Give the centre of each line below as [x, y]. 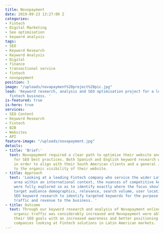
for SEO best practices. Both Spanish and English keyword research [85, 159]
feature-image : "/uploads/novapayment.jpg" [50, 141]
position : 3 [17, 82]
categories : [17, 19]
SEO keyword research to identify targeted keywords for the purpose [86, 196]
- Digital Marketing [26, 28]
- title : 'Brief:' [24, 150]
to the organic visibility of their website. [61, 169]
